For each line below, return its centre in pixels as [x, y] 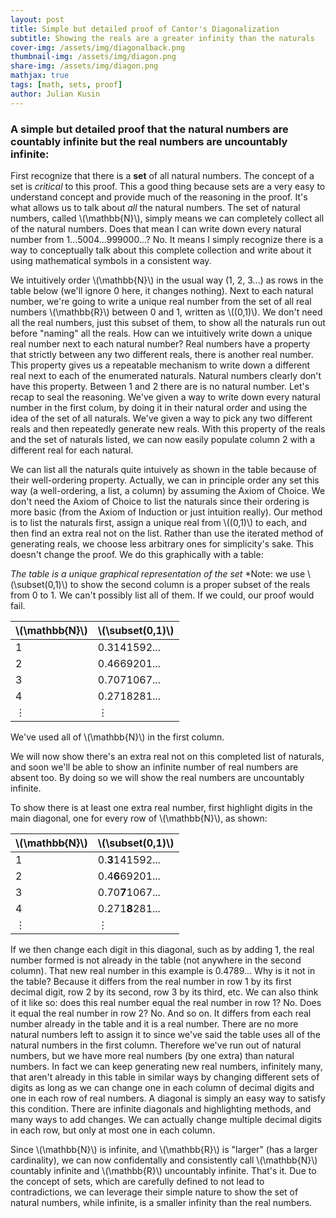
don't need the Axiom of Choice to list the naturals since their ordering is [160, 501]
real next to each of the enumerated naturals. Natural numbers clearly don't [166, 375]
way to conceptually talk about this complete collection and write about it [161, 250]
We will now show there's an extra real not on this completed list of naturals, [167, 756]
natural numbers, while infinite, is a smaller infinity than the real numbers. [161, 1202]
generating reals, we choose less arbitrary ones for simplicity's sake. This [162, 543]
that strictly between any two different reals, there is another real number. [162, 354]
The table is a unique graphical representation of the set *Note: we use [158, 573]
